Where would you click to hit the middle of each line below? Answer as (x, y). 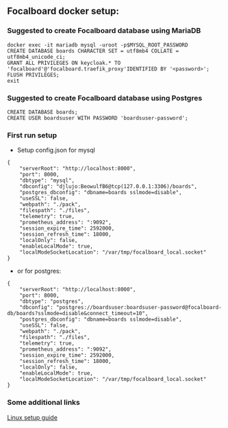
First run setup (32, 135)
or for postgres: (39, 271)
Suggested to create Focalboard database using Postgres (105, 98)
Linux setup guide (33, 417)
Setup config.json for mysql (56, 150)
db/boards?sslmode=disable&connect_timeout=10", (78, 314)
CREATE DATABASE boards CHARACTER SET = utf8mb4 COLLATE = (93, 51)
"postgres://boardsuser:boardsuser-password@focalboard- (139, 308)
